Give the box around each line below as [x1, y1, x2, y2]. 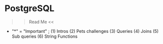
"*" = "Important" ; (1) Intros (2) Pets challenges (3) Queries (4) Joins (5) [11, 28, 159, 34]
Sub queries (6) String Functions [11, 33, 78, 39]
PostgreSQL [4, 3, 54, 14]
